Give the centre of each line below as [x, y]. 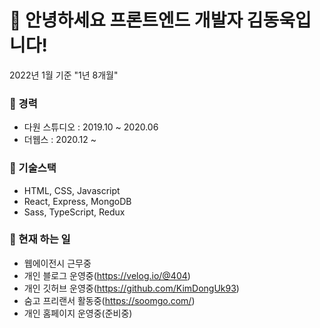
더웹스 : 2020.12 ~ [60, 140]
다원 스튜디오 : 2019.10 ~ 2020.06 [91, 127]
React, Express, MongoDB [77, 201]
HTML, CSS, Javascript [72, 190]
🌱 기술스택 [33, 168]
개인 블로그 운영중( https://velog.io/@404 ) [107, 275]
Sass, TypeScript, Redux [74, 212]
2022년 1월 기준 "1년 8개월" [64, 75]
